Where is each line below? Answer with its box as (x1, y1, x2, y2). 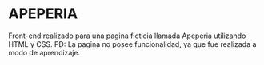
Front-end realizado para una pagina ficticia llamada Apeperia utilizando (8, 31, 246, 40)
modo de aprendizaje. (8, 48, 81, 57)
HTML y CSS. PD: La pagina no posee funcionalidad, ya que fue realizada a (8, 39, 257, 48)
